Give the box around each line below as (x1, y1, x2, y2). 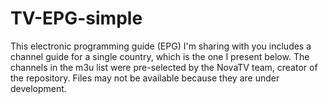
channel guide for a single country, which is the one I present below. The (10, 50, 310, 62)
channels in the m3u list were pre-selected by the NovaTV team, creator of (10, 61, 318, 73)
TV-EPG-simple (10, 7, 143, 30)
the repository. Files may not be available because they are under (10, 72, 280, 84)
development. (10, 82, 67, 94)
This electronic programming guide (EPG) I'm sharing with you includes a (10, 40, 312, 52)
